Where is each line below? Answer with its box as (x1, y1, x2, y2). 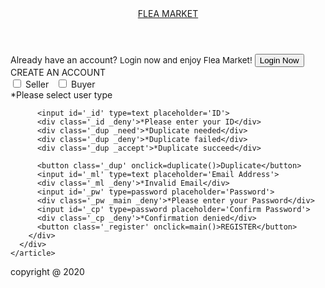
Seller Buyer (24, 78, 96, 90)
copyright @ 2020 (10, 266, 85, 277)
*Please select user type (10, 89, 113, 101)
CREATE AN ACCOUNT (10, 67, 106, 78)
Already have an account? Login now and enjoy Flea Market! (10, 54, 253, 66)
